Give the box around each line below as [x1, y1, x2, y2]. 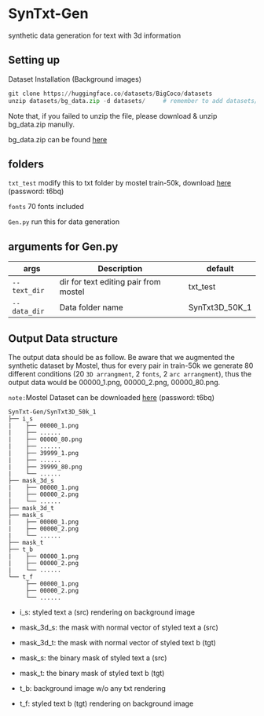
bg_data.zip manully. [8, 119, 75, 129]
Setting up [8, 53, 60, 67]
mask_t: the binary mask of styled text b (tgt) [19, 668, 165, 677]
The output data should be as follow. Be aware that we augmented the [8, 352, 236, 362]
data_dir [12, 307, 45, 316]
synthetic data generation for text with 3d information [8, 31, 181, 40]
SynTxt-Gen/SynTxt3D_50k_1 [8, 408, 97, 416]
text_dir [12, 286, 45, 296]
